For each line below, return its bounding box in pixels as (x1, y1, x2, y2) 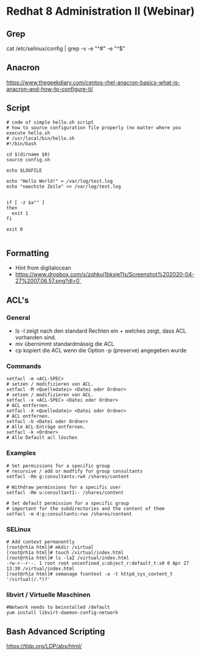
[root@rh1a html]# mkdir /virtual (6, 544, 94, 551)
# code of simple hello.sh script (6, 119, 94, 125)
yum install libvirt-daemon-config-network (6, 610, 119, 616)
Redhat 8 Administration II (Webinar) (6, 4, 195, 18)
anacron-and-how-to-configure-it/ (6, 85, 93, 92)
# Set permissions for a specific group (6, 463, 111, 469)
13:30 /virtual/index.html (6, 566, 75, 572)
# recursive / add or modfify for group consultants (6, 468, 143, 474)
